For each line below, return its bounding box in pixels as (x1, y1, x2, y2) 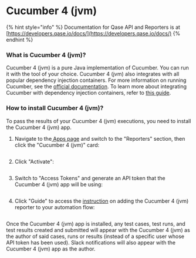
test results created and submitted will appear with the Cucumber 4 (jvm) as (6, 226, 191, 233)
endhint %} (6, 36, 33, 43)
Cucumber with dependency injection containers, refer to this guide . (6, 90, 171, 97)
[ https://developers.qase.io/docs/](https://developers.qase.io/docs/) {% (6, 29, 181, 37)
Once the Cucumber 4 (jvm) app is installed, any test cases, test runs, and (6, 220, 186, 227)
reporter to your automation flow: (14, 203, 95, 210)
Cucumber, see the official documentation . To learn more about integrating (6, 83, 187, 90)
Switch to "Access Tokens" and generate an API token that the (14, 174, 165, 181)
